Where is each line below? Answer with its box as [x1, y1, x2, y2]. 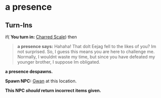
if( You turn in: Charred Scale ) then [5, 34, 78, 40]
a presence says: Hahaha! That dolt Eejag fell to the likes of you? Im [17, 44, 157, 49]
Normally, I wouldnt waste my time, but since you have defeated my [17, 54, 156, 60]
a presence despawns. [5, 69, 53, 74]
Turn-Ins [5, 21, 33, 29]
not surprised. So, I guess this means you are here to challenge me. [17, 49, 155, 54]
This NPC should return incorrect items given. [5, 88, 101, 93]
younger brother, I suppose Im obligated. [17, 59, 100, 65]
